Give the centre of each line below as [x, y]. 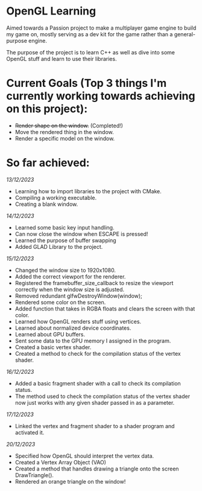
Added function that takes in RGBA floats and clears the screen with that [105, 309]
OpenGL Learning [51, 11]
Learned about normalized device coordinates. [73, 328]
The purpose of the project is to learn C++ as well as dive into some [90, 52]
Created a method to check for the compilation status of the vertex [98, 353]
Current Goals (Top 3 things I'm [87, 83]
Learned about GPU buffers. [50, 334]
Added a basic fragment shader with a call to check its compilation [98, 383]
